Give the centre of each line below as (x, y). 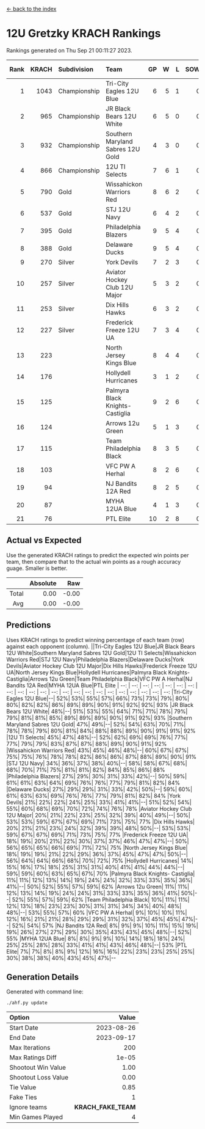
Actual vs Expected (44, 540)
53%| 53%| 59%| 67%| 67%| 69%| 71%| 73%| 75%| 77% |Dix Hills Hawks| (101, 822)
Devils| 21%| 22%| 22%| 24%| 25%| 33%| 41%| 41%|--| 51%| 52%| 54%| (99, 802)
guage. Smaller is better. (37, 568)
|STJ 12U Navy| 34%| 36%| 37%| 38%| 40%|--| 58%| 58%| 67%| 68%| (97, 763)
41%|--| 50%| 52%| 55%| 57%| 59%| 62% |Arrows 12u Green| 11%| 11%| (98, 886)
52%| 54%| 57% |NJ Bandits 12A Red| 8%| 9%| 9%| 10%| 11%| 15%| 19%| (105, 926)
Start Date (24, 1028)
